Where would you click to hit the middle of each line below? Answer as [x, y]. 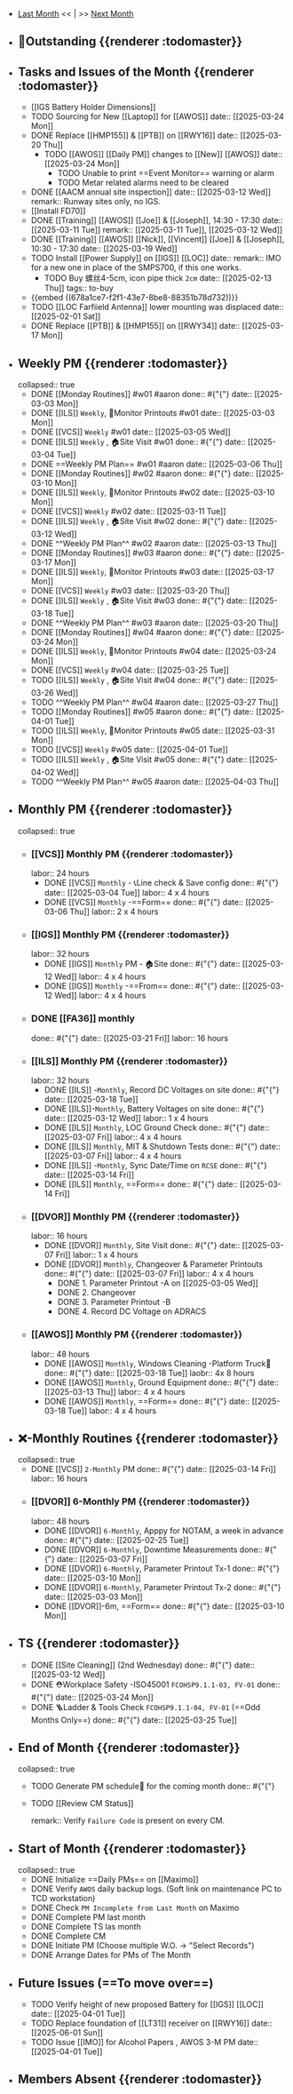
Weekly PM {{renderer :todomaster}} [123, 363]
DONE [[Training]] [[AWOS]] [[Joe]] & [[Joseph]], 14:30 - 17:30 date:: [157, 220]
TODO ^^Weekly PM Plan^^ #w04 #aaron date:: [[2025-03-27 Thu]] [154, 703]
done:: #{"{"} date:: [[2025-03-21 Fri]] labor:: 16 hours [130, 1038]
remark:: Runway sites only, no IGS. [96, 202]
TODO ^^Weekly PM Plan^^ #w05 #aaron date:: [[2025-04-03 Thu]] [155, 782]
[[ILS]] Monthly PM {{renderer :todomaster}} [129, 1061]
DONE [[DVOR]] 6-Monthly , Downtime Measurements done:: [154, 1549]
